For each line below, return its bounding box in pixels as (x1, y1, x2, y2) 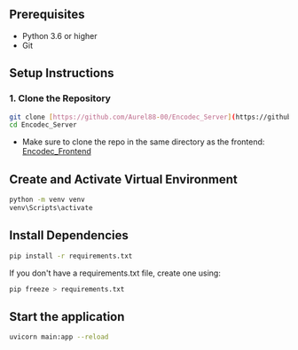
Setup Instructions (9, 66, 114, 81)
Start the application (9, 309, 125, 324)
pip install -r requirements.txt (9, 252, 133, 261)
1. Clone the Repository (9, 92, 111, 105)
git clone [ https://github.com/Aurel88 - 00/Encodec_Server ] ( (9, 113, 237, 121)
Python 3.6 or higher (21, 30, 98, 41)
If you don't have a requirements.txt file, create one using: (9, 268, 222, 278)
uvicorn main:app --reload (9, 332, 109, 342)
